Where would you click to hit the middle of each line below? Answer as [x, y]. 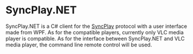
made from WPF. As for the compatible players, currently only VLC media [95, 32]
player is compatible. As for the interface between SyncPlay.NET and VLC [95, 38]
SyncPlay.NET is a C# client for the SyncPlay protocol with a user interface [96, 26]
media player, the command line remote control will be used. [79, 45]
